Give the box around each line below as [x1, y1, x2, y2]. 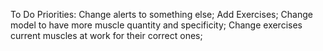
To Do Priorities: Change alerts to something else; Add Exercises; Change [10, 9, 313, 20]
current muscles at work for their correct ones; [10, 30, 203, 41]
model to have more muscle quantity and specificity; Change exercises [10, 19, 303, 31]
